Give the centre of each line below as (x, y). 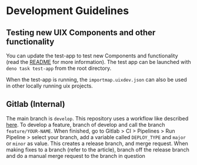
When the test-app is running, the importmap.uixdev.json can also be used (96, 80)
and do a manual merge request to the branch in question (76, 156)
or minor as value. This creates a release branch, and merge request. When (97, 143)
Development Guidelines (68, 11)
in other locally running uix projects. (49, 86)
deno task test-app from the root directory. (59, 68)
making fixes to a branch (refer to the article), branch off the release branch (98, 149)
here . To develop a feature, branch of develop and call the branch (86, 124)
